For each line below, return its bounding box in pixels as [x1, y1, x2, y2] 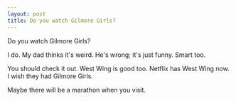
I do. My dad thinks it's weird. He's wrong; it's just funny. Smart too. [7, 51, 206, 59]
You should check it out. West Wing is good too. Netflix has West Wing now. [7, 64, 230, 73]
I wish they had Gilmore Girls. [7, 72, 94, 80]
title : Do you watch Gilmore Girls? [7, 17, 116, 24]
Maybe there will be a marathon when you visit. [7, 85, 146, 94]
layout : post [7, 10, 46, 18]
